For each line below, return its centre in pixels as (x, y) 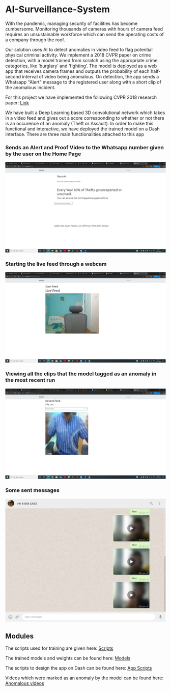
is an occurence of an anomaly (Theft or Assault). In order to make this (79, 123)
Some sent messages (32, 490)
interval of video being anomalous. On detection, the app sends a (91, 76)
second (13, 76)
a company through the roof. (35, 40)
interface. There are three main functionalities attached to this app (75, 134)
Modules (20, 636)
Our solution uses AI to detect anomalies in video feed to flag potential (79, 49)
